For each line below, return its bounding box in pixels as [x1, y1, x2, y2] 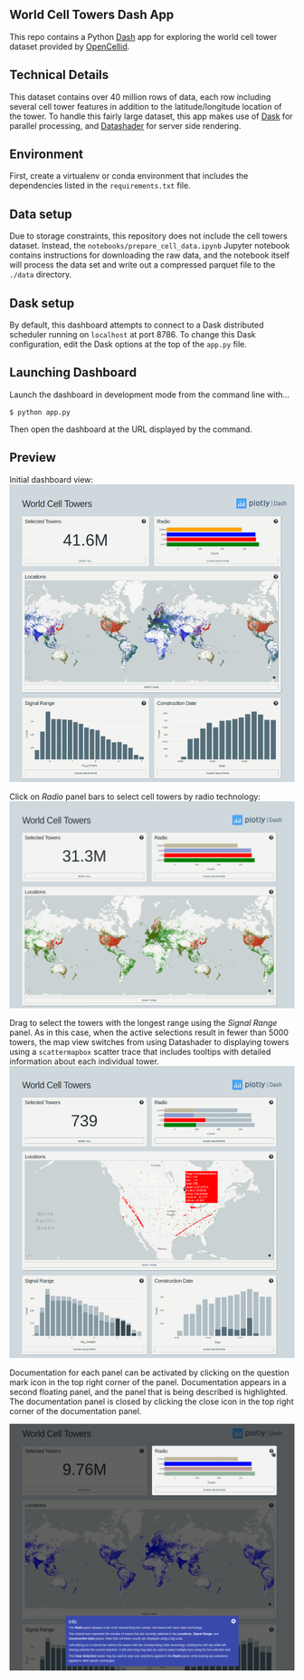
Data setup [9, 206, 72, 221]
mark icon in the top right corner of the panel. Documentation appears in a [9, 1377, 287, 1388]
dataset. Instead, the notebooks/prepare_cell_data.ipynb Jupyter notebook [9, 240, 290, 251]
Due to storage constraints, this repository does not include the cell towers [9, 230, 288, 241]
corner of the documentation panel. [9, 1406, 142, 1417]
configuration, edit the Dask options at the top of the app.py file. [9, 339, 247, 350]
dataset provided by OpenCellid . [9, 41, 130, 52]
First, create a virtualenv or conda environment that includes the [9, 171, 249, 181]
